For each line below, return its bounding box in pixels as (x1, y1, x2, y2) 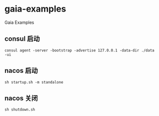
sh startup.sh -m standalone (4, 80, 64, 84)
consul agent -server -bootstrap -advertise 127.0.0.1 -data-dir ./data (4, 48, 155, 53)
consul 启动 (4, 35, 40, 43)
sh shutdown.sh (4, 107, 35, 112)
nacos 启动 (4, 66, 38, 75)
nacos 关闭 (4, 94, 38, 102)
